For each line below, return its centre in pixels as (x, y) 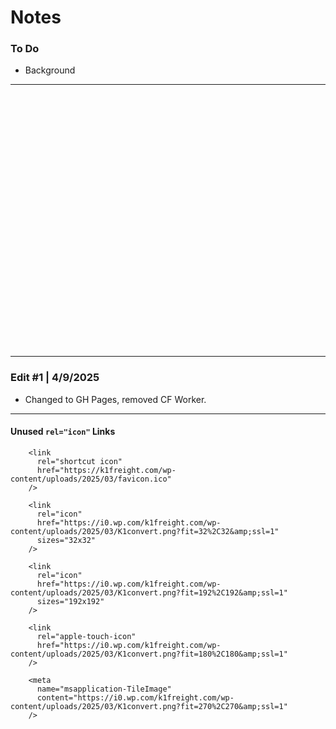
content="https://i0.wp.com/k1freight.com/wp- (135, 697)
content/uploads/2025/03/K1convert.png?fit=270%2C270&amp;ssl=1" (149, 706)
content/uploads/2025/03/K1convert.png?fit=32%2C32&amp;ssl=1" (145, 531)
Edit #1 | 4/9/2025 (55, 378)
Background (50, 70)
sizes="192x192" (70, 601)
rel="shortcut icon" (79, 461)
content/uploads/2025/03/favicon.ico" (91, 479)
